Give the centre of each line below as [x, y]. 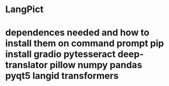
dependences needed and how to [77, 33]
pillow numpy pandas [96, 65]
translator [27, 65]
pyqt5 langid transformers [62, 76]
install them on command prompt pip [85, 44]
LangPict [24, 9]
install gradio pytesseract [61, 54]
